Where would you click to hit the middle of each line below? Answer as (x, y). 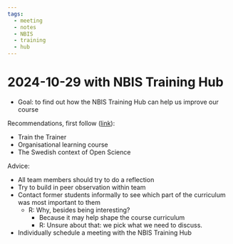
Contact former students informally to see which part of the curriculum (121, 195)
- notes (25, 27)
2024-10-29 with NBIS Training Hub (115, 82)
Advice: (19, 166)
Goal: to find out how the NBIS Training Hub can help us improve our (118, 102)
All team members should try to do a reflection (86, 179)
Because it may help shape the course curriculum (112, 217)
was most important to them (59, 202)
